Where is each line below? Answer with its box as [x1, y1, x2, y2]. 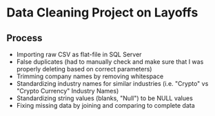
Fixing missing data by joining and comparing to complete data [16, 102, 196, 109]
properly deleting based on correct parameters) [16, 65, 152, 73]
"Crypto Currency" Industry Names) [16, 87, 119, 95]
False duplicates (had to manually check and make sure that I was [16, 58, 204, 66]
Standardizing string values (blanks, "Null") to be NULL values [16, 94, 194, 102]
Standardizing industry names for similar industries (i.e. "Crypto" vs [16, 80, 209, 87]
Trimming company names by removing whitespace [16, 72, 164, 80]
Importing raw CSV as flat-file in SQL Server [16, 50, 142, 58]
